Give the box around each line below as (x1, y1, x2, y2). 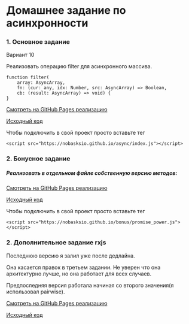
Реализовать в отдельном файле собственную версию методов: (6, 169, 178, 177)
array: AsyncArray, (17, 80, 66, 86)
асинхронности (6, 16, 89, 30)
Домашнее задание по (6, 4, 126, 17)
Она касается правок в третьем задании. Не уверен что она (6, 264, 161, 271)
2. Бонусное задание (6, 155, 71, 163)
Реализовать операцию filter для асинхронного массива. (6, 63, 153, 70)
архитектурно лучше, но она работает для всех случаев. (6, 270, 151, 277)
